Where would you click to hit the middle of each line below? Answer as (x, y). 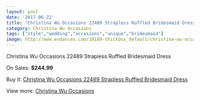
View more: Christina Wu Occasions (50, 91)
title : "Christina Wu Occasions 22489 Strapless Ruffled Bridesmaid (93, 23)
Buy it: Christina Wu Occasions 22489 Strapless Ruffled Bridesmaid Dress (97, 79)
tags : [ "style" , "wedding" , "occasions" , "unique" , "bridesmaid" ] (85, 34)
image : (14, 39)
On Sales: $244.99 (30, 68)
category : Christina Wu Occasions (49, 28)
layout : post (22, 12)
